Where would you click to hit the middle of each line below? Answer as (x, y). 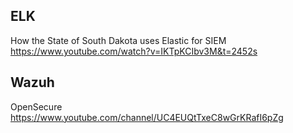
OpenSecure (36, 106)
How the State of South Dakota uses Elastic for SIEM (118, 40)
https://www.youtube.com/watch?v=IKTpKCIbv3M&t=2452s (134, 51)
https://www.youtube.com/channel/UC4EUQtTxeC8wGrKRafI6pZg (147, 117)
